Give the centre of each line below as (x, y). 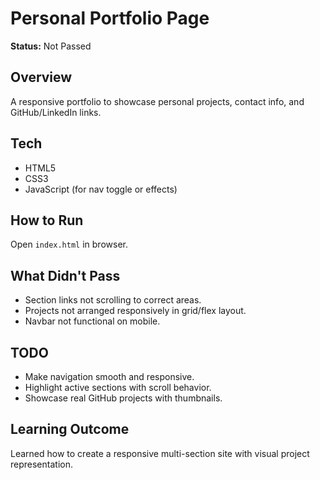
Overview (41, 77)
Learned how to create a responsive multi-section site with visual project (160, 453)
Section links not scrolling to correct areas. (113, 300)
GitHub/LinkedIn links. (56, 112)
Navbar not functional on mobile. (92, 321)
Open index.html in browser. (69, 244)
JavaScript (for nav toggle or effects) (101, 189)
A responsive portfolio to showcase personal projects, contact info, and (157, 101)
